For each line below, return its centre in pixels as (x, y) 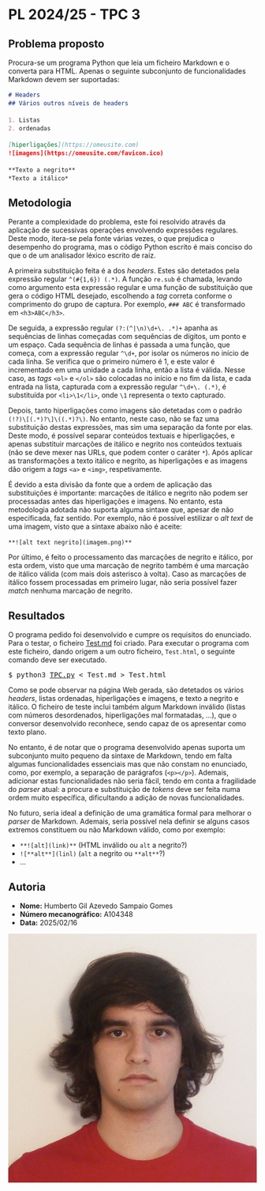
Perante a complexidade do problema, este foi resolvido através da (117, 222)
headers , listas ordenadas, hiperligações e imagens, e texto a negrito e (123, 699)
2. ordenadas (30, 128)
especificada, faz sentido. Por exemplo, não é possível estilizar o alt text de (131, 518)
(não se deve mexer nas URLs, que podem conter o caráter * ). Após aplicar (131, 453)
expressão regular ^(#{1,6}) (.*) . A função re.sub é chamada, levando (125, 279)
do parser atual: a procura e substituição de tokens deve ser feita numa (124, 790)
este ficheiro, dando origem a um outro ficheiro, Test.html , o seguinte (121, 652)
